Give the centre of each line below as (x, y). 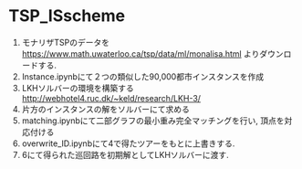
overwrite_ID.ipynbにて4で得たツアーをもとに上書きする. (128, 143)
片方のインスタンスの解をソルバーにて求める (106, 109)
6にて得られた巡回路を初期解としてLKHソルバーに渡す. (125, 154)
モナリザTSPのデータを (66, 42)
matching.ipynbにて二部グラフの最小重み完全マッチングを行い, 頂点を (153, 121)
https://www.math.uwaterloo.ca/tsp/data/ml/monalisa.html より (141, 53)
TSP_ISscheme (67, 16)
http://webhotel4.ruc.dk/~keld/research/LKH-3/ (111, 98)
